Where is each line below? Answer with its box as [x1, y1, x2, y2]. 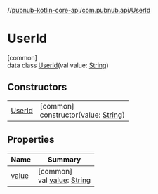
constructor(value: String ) [39, 110, 125, 120]
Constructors [7, 81, 67, 93]
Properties [7, 134, 55, 146]
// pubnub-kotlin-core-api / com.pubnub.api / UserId [7, 6, 151, 14]
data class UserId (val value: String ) [7, 61, 109, 69]
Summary [47, 154, 81, 164]
